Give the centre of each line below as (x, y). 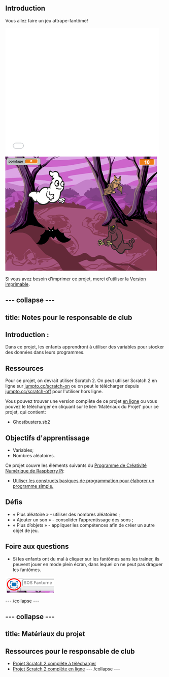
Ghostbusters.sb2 (31, 422)
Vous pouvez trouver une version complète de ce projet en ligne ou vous (81, 401)
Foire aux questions (37, 547)
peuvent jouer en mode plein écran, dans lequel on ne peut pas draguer (88, 564)
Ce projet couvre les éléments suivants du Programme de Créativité (76, 465)
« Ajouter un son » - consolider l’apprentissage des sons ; (73, 520)
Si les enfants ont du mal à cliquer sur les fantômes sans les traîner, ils (86, 558)
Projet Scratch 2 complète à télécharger (54, 664)
